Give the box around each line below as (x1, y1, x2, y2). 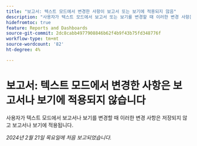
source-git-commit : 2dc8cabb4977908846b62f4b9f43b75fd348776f (6, 30, 161, 36)
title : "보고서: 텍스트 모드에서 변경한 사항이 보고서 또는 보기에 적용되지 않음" (6, 8, 177, 15)
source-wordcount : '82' (6, 42, 64, 47)
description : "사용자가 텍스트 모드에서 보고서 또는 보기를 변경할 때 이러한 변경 (6, 14, 179, 20)
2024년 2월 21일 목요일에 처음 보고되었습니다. (6, 134, 112, 141)
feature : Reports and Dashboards (6, 25, 88, 31)
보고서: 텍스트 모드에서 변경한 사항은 (6, 79, 171, 92)
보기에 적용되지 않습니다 (36, 93, 146, 107)
